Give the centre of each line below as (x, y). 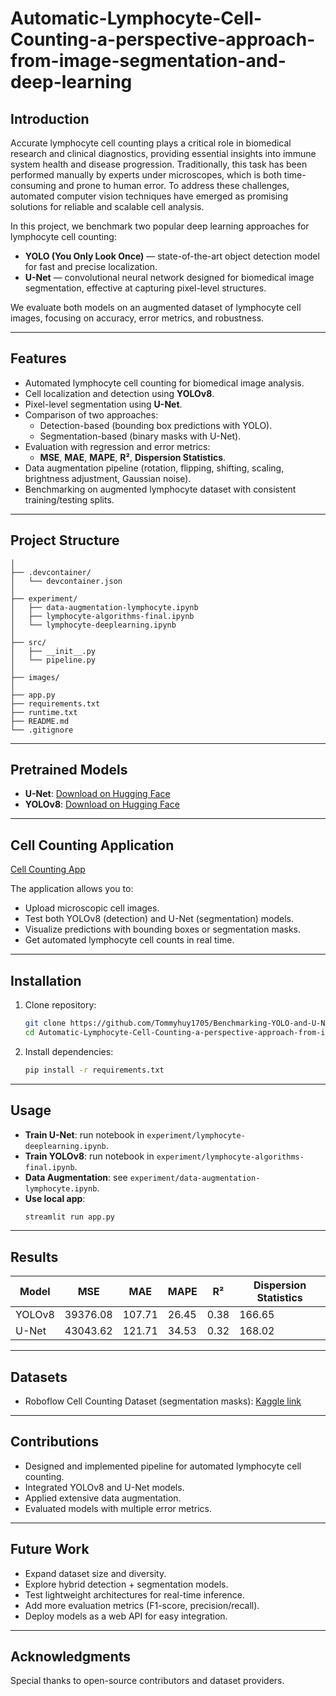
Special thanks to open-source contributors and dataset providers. (147, 1681)
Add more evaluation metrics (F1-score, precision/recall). (142, 1605)
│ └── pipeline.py (53, 660)
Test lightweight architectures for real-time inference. (134, 1594)
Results (34, 1257)
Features (38, 358)
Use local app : (55, 1198)
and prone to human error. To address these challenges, (174, 185)
